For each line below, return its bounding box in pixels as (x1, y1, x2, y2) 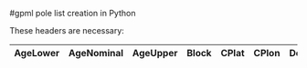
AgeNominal (68, 47, 124, 59)
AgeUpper (132, 47, 178, 59)
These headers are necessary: (9, 25, 125, 35)
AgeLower (14, 47, 60, 59)
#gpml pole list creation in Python (9, 8, 136, 18)
